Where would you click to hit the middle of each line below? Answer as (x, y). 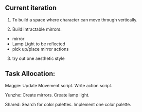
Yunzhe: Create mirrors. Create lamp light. (47, 95)
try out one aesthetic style (38, 58)
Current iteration (31, 8)
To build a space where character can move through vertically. (75, 19)
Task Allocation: (30, 74)
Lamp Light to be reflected (39, 44)
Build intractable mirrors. (37, 29)
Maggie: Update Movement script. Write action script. (59, 85)
